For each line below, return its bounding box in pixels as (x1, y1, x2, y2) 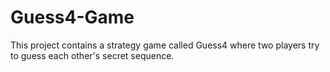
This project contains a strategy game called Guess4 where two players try (10, 39, 320, 51)
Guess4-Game (10, 6, 135, 29)
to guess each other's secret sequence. (10, 49, 175, 61)
